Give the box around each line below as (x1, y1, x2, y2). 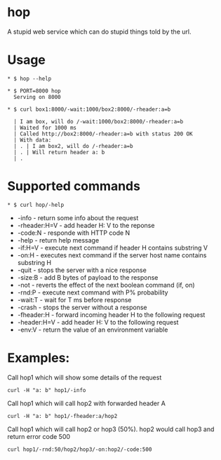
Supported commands (7, 178, 140, 194)
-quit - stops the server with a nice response (17, 266, 147, 274)
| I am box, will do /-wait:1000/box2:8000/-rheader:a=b (13, 118, 184, 125)
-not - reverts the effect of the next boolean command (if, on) (17, 280, 195, 289)
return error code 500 (7, 432, 71, 440)
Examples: (7, 350, 70, 365)
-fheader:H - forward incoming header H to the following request (17, 310, 206, 319)
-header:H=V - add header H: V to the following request (17, 318, 179, 326)
